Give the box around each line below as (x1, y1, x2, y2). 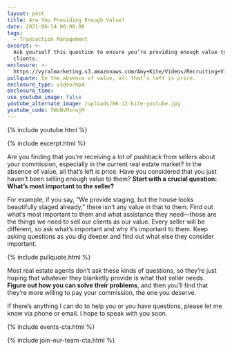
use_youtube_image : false (7, 94, 81, 101)
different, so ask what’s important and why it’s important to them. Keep (7, 224, 209, 233)
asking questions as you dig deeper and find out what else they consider (7, 232, 214, 240)
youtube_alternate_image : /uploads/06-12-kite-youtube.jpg (7, 100, 181, 107)
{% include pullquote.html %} (7, 253, 91, 261)
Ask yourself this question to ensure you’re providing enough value (13, 49, 217, 56)
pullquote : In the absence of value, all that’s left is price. (7, 74, 196, 82)
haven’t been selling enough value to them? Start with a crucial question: (7, 174, 217, 183)
